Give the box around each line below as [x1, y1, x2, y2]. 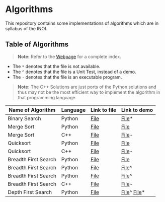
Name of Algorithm [9, 106, 56, 113]
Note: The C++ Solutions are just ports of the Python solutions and [17, 84, 156, 90]
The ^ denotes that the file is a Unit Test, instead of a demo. [12, 69, 136, 75]
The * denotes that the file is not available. [12, 63, 101, 69]
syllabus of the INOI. [5, 25, 48, 31]
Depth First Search [8, 188, 52, 195]
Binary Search [8, 115, 41, 122]
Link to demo [121, 106, 153, 113]
